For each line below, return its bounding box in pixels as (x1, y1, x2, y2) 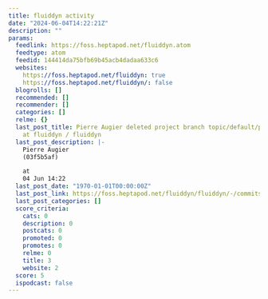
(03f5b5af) (22, 153, 59, 161)
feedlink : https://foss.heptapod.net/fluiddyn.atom (15, 42, 191, 50)
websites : (15, 64, 48, 72)
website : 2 (22, 264, 59, 272)
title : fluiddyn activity (8, 11, 94, 20)
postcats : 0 (22, 227, 62, 235)
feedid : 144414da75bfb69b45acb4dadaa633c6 (15, 57, 159, 65)
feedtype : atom (15, 49, 66, 57)
